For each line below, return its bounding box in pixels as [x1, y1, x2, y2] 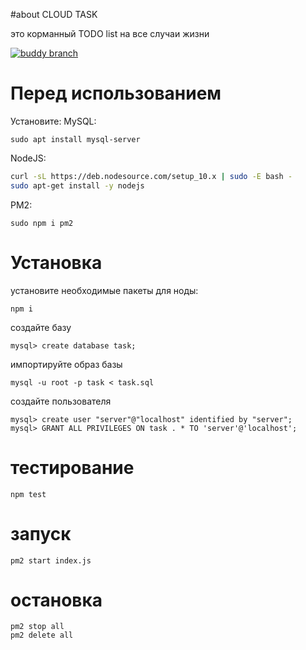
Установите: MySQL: [10, 115, 97, 127]
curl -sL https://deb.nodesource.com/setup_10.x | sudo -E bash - [10, 171, 293, 181]
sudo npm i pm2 [10, 218, 74, 228]
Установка [10, 251, 103, 274]
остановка [10, 589, 103, 611]
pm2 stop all [10, 622, 65, 632]
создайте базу [10, 321, 72, 333]
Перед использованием [10, 82, 222, 105]
